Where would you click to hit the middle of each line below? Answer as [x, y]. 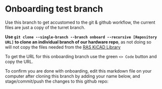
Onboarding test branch [54, 9]
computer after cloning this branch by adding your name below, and [73, 76]
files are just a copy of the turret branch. [45, 27]
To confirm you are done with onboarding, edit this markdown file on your [78, 71]
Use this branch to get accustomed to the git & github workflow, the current [80, 22]
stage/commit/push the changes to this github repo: [57, 81]
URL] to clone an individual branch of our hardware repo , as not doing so [78, 42]
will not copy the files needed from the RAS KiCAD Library [63, 47]
